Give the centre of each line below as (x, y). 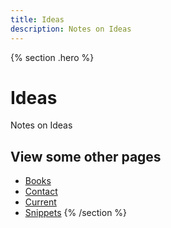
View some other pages (86, 156)
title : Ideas (37, 19)
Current (40, 202)
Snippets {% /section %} (76, 213)
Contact (41, 192)
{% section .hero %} (52, 57)
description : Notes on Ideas (71, 29)
